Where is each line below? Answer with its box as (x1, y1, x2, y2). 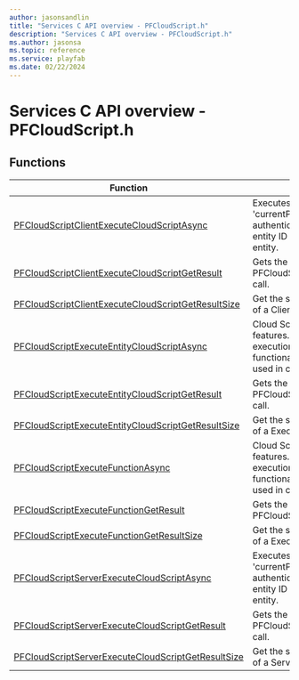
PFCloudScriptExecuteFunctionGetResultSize (13, 529, 203, 541)
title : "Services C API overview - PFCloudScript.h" (9, 21, 209, 30)
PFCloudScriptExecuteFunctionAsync (13, 461, 171, 474)
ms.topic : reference (9, 46, 86, 55)
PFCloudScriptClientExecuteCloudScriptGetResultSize (13, 297, 240, 310)
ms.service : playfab (9, 54, 86, 63)
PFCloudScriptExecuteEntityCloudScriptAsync (13, 340, 207, 352)
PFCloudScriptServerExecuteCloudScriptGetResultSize (13, 651, 245, 663)
